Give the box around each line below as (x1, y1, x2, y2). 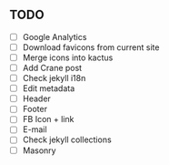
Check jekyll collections (22, 134, 112, 145)
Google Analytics (22, 31, 87, 42)
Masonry (22, 145, 56, 156)
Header (22, 93, 52, 104)
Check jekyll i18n (22, 73, 86, 84)
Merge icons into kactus (22, 52, 114, 63)
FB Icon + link (22, 114, 75, 125)
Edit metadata (22, 83, 75, 94)
